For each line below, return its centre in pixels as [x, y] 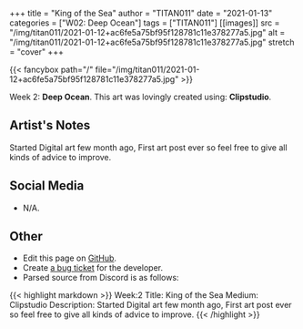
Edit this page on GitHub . [69, 258]
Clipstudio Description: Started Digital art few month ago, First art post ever [151, 305]
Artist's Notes [50, 125]
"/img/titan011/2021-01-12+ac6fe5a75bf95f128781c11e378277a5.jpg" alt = [147, 32]
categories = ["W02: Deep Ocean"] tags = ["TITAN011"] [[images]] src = [145, 23]
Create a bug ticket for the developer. [93, 268]
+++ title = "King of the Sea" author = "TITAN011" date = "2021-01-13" [141, 13]
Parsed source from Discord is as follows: [101, 278]
